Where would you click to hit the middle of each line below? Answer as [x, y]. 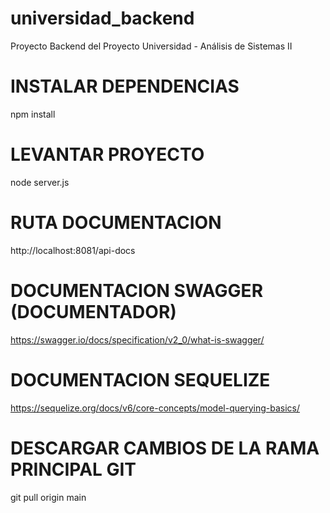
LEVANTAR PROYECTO [107, 154]
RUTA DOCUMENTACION [116, 223]
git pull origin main [48, 497]
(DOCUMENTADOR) [93, 311]
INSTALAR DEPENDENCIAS [125, 86]
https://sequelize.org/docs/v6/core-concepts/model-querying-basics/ [155, 408]
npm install [33, 114]
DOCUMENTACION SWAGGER [137, 290]
